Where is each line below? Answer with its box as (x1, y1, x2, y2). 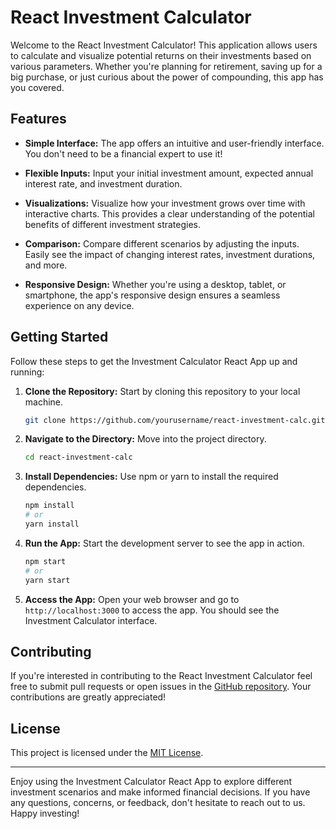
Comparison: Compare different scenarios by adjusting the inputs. (24, 237, 300, 250)
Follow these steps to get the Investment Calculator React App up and (10, 355, 298, 367)
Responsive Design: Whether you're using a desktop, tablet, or (24, 278, 287, 290)
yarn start (24, 575, 71, 585)
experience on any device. (24, 299, 135, 311)
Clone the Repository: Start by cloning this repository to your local (24, 385, 301, 397)
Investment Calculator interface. (24, 614, 158, 626)
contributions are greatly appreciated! (10, 691, 167, 703)
